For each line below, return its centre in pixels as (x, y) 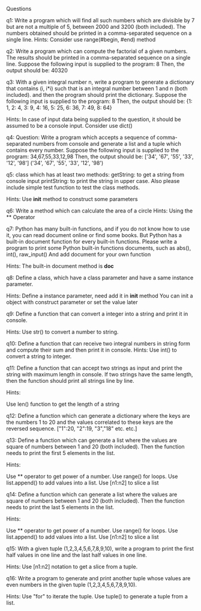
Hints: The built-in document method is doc (60, 266)
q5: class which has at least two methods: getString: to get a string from (95, 175)
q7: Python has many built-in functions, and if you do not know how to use (98, 229)
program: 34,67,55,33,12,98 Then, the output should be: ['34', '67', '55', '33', (100, 157)
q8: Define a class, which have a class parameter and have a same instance (100, 278)
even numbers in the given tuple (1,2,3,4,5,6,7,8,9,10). (71, 585)
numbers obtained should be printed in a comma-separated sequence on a (99, 33)
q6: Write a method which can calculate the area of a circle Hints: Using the (100, 211)
